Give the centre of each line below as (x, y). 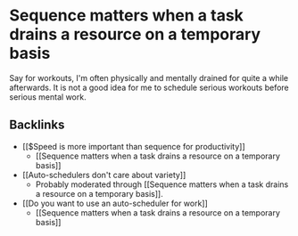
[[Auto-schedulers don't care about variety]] (104, 175)
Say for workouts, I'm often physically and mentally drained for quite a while (149, 77)
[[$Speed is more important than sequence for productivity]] (133, 146)
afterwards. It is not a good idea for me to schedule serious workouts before (149, 87)
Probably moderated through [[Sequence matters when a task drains (162, 184)
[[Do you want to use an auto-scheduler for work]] (115, 203)
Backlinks (37, 125)
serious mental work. (48, 97)
